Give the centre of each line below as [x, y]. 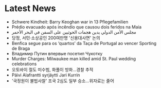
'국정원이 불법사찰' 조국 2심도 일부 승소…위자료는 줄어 [63, 81]
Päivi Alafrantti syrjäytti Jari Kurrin [46, 75]
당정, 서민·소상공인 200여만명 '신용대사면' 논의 [56, 38]
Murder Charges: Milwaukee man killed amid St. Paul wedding [74, 59]
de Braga [21, 48]
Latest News [30, 8]
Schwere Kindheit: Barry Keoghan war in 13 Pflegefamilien [70, 22]
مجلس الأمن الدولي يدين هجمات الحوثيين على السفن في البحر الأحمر [74, 32]
